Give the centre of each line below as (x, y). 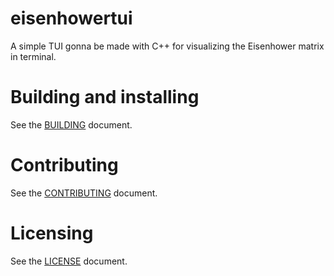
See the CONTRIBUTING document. (84, 193)
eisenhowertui (71, 18)
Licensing (52, 233)
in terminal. (33, 56)
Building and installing (105, 97)
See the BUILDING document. (71, 124)
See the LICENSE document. (69, 261)
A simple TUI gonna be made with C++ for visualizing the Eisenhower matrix (167, 46)
